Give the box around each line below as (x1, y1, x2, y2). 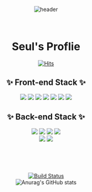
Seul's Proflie (11, 40, 80, 54)
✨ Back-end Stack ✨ (7, 112, 85, 122)
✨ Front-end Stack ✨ (6, 78, 86, 88)
